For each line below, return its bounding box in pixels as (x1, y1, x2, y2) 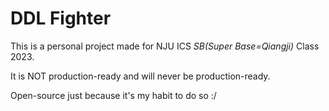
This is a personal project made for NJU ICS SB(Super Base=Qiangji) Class (10, 40, 320, 52)
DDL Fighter (10, 7, 112, 30)
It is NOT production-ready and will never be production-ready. (10, 70, 271, 82)
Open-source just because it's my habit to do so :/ (10, 89, 217, 101)
